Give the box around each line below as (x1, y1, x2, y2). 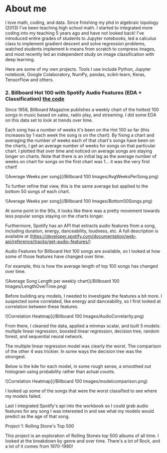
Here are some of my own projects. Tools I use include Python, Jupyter (5, 66, 151, 72)
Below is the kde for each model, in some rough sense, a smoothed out (5, 363, 152, 369)
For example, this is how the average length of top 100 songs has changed (5, 263, 158, 269)
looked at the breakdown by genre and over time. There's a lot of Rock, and (5, 438, 161, 444)
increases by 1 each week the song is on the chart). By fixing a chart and (5, 132, 155, 138)
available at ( (5, 233, 31, 239)
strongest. (5, 354, 26, 360)
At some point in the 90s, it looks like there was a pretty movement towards (5, 208, 160, 214)
